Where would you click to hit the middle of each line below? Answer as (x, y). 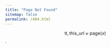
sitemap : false (21, 14)
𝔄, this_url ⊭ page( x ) (85, 33)
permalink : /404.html (28, 19)
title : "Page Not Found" (31, 10)
